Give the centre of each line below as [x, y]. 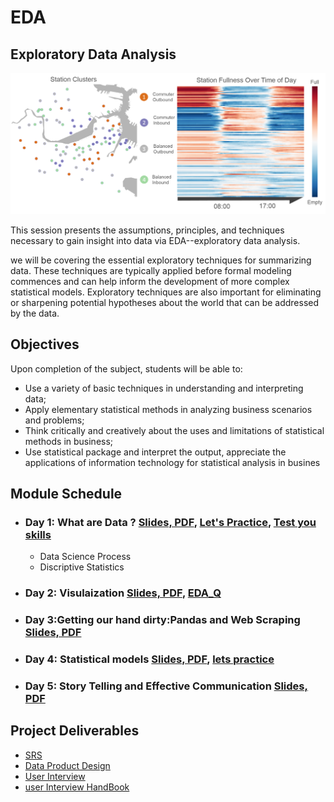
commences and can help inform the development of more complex [150, 281]
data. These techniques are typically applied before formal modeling [151, 270]
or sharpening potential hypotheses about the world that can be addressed [165, 302]
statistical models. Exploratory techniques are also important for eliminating [166, 292]
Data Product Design [67, 765]
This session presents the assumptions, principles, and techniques [147, 230]
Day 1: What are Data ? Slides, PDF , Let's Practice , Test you [170, 523]
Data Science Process [85, 557]
